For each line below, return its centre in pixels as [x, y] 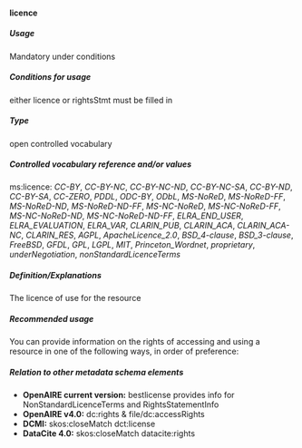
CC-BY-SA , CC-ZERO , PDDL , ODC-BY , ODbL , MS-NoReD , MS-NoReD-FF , [147, 197]
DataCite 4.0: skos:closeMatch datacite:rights [109, 433]
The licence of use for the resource [75, 298]
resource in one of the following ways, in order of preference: [124, 351]
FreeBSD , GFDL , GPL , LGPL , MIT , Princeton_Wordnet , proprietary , [132, 245]
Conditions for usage [50, 77]
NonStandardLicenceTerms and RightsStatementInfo [121, 404]
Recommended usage [52, 319]
